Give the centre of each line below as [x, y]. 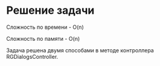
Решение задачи [50, 10]
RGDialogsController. [32, 56]
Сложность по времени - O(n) [45, 27]
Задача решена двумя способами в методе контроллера [80, 50]
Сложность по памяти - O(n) [43, 38]
